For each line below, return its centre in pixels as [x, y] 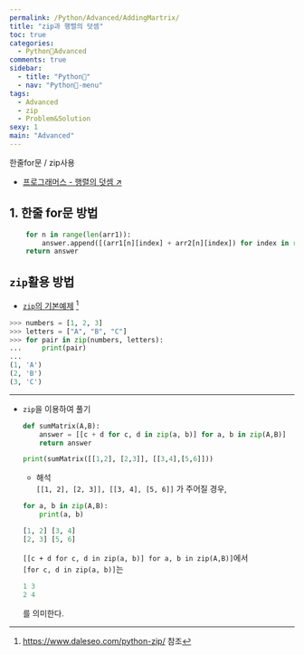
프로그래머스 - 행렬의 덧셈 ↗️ [72, 181]
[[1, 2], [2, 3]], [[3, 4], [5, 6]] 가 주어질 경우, [132, 489]
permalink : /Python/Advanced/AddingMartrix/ [95, 18]
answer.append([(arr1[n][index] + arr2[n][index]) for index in [166, 243]
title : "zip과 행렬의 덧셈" [57, 26]
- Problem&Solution [54, 119]
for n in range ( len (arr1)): [78, 235]
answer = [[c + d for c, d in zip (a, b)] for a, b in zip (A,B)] [163, 434]
